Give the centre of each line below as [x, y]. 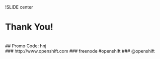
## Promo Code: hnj [26, 46]
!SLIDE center [19, 7]
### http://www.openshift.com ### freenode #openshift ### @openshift [80, 51]
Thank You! [29, 27]
